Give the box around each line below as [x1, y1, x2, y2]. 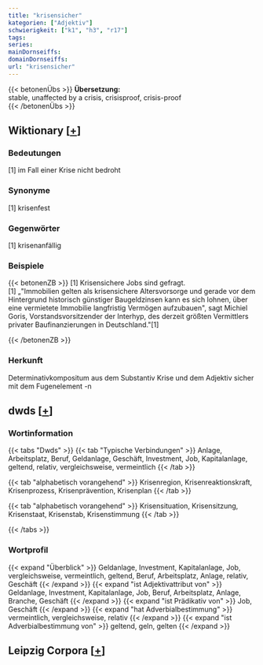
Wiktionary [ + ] [8, 124, 81, 138]
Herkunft [8, 355, 43, 366]
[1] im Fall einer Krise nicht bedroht [8, 165, 121, 175]
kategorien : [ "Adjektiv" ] [8, 19, 93, 27]
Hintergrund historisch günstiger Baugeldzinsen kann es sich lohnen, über [8, 295, 249, 304]
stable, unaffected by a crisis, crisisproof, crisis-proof [8, 92, 182, 102]
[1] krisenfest [8, 202, 51, 213]
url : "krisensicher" [8, 63, 76, 71]
